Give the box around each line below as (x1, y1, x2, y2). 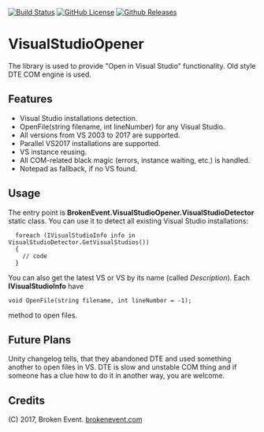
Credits (8, 393, 46, 407)
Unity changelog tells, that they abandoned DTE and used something (8, 354, 232, 363)
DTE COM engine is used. (8, 69, 92, 79)
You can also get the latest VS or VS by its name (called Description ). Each (8, 272, 251, 282)
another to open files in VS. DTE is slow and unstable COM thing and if (8, 363, 237, 372)
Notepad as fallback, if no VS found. (19, 163, 138, 173)
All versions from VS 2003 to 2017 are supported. (19, 130, 180, 140)
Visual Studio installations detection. (19, 113, 138, 122)
